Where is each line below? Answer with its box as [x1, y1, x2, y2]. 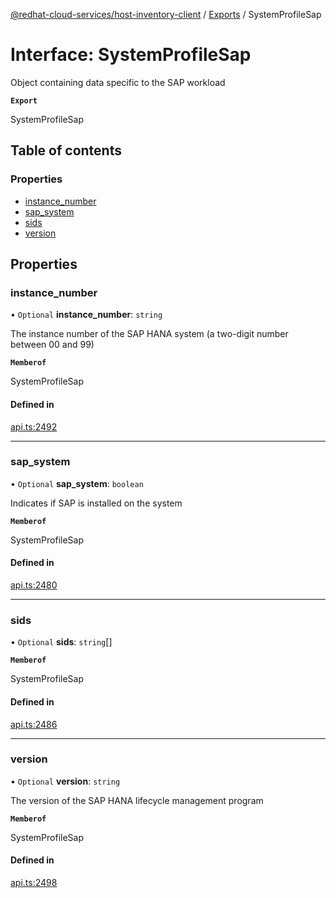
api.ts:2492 [10, 420, 58, 433]
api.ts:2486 [10, 718, 58, 730]
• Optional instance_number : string [10, 309, 163, 321]
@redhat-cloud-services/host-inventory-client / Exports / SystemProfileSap [10, 9, 322, 20]
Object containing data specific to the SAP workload [10, 76, 226, 88]
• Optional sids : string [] [10, 636, 113, 648]
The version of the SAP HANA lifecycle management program [10, 794, 264, 806]
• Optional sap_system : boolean [10, 477, 144, 489]
